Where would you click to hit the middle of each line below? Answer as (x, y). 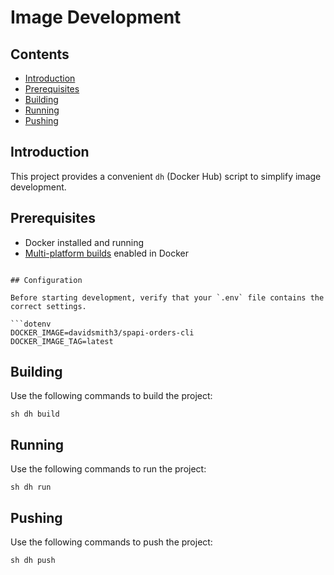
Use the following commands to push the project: (111, 542)
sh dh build (35, 414)
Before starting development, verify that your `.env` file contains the (167, 297)
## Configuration (46, 280)
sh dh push (33, 561)
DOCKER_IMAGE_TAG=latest (62, 341)
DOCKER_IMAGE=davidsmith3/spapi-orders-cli (102, 332)
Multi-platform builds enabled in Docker (107, 253)
